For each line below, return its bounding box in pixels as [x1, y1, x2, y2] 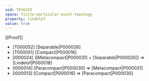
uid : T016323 [5, 7, 32, 12]
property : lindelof [5, 16, 46, 21]
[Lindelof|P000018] [12, 60, 52, 66]
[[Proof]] [5, 35, 23, 40]
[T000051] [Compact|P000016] [12, 49, 77, 55]
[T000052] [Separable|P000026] [12, 44, 81, 50]
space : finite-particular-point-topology [5, 12, 93, 17]
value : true [5, 21, 30, 26]
